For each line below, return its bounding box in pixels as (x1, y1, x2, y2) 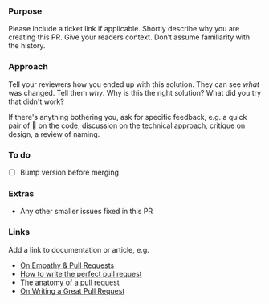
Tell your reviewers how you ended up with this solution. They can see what (8, 79, 259, 89)
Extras (8, 187, 35, 199)
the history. (8, 41, 46, 51)
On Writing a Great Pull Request (19, 286, 125, 295)
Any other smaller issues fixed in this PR (19, 207, 153, 216)
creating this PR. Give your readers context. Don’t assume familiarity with (8, 32, 251, 42)
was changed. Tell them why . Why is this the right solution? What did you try (8, 88, 262, 97)
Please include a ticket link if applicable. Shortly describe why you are (8, 24, 240, 34)
